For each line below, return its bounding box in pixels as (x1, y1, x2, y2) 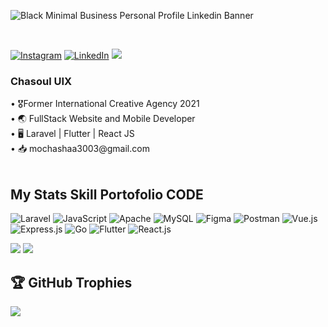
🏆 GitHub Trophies (10, 274, 133, 291)
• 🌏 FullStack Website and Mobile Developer (10, 113, 196, 125)
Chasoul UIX (10, 74, 73, 88)
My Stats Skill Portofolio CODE (10, 186, 204, 203)
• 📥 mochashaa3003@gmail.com (10, 143, 150, 155)
